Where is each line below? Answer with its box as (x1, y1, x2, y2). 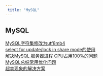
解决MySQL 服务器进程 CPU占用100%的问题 (5, 53, 98, 59)
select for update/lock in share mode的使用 (5, 47, 95, 53)
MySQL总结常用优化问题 (5, 59, 57, 65)
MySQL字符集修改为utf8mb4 (5, 40, 65, 46)
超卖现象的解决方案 (5, 65, 46, 71)
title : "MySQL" (7, 7, 40, 13)
